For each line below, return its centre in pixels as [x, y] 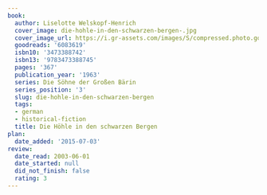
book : [16, 16]
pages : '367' [36, 68]
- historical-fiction [51, 119]
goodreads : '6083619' [51, 45]
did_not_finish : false [52, 171]
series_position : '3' [51, 90]
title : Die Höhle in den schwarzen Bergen [86, 127]
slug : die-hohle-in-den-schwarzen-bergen [84, 97]
